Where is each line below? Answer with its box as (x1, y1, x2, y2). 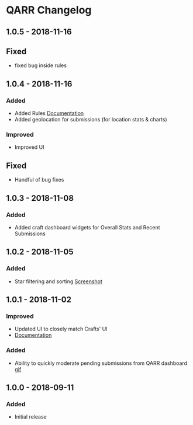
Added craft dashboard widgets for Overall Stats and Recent (14, 224, 160, 231)
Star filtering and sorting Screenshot (14, 278, 102, 285)
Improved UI (14, 144, 44, 151)
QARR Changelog (6, 4, 92, 17)
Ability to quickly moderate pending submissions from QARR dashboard (14, 360, 188, 367)
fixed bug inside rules (14, 62, 67, 69)
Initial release (14, 413, 47, 420)
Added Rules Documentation (14, 110, 84, 117)
